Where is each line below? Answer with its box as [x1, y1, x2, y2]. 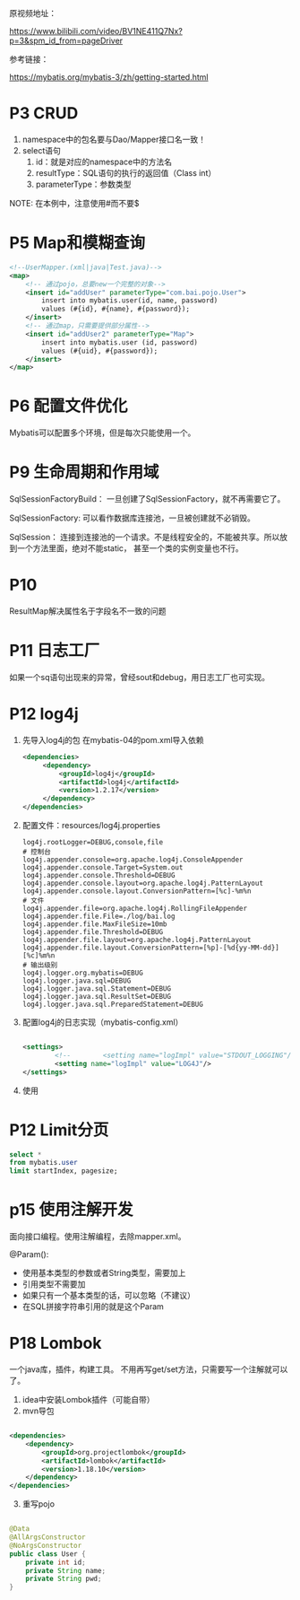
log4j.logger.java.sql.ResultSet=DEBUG [21, 992, 172, 1001]
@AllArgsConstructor [9, 1533, 87, 1542]
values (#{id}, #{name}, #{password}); [41, 304, 191, 314]
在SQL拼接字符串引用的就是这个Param [21, 1301, 164, 1312]
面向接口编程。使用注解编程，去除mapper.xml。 [9, 1231, 186, 1242]
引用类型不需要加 [21, 1279, 86, 1290]
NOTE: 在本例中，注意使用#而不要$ [9, 197, 141, 208]
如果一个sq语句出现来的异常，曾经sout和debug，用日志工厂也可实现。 [9, 672, 270, 682]
